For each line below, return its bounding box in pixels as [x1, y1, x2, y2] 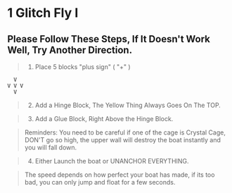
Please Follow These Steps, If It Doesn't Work [7, 33, 211, 45]
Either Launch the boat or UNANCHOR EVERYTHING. [34, 157, 189, 165]
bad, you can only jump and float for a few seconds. [24, 178, 176, 186]
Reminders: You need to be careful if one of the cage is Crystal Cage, [24, 128, 226, 137]
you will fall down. [24, 143, 77, 151]
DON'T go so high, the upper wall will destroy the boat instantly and [24, 136, 221, 144]
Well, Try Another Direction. [7, 44, 132, 56]
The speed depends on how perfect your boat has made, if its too [24, 170, 215, 179]
